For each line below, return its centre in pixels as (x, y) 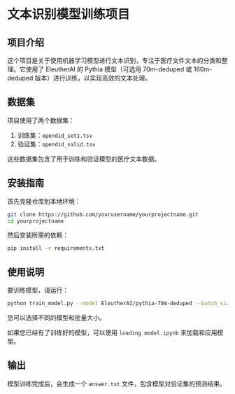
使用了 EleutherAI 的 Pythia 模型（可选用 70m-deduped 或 (109, 69)
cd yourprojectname (36, 221)
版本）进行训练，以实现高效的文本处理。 (93, 78)
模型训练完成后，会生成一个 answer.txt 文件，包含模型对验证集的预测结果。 (116, 384)
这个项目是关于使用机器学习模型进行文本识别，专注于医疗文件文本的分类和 (114, 61)
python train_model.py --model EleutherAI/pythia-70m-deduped (100, 304)
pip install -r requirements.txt (56, 248)
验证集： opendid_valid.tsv (56, 143)
